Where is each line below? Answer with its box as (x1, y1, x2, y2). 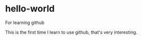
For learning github (5, 19, 45, 25)
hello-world (5, 3, 55, 14)
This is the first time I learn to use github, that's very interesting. (5, 29, 137, 35)
